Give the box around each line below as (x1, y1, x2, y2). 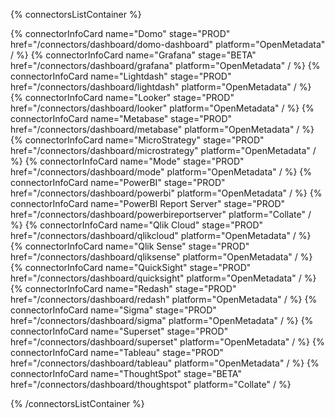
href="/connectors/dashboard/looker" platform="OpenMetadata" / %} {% (10, 102, 315, 114)
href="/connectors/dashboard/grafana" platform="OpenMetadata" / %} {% (10, 60, 321, 71)
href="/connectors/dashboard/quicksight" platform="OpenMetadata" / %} (10, 272, 317, 284)
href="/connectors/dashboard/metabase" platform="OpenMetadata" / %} (10, 124, 315, 135)
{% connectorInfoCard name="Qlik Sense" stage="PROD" (10, 240, 250, 252)
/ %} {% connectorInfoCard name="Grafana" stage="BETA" (10, 49, 257, 61)
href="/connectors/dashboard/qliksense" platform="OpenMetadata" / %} (10, 251, 313, 263)
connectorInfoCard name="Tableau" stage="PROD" (10, 347, 225, 358)
